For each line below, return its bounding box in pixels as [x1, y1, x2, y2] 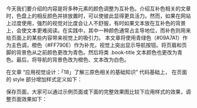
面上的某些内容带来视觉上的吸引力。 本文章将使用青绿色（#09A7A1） [16, 34, 183, 41]
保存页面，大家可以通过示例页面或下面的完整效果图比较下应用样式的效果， [6, 88, 186, 95]
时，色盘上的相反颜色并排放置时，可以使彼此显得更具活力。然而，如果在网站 [6, 12, 191, 19]
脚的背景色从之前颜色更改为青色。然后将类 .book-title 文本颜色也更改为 [6, 49, 178, 55]
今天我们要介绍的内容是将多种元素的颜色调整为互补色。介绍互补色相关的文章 [6, 5, 191, 12]
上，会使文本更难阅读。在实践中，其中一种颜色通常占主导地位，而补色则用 [6, 27, 186, 34]
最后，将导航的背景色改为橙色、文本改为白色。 [16, 56, 130, 63]
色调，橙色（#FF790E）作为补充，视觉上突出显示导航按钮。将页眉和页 [16, 41, 188, 48]
